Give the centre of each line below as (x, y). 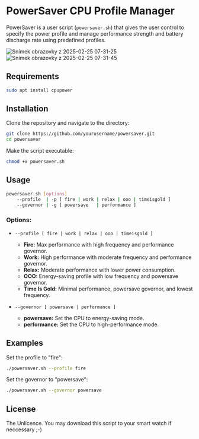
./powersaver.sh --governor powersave (54, 390)
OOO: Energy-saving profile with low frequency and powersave (101, 276)
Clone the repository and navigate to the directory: (68, 123)
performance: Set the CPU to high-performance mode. (91, 324)
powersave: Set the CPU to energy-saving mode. (84, 318)
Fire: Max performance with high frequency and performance (99, 244)
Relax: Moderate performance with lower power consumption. (99, 270)
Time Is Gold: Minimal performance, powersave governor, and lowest (108, 289)
